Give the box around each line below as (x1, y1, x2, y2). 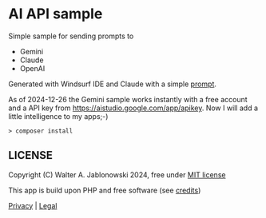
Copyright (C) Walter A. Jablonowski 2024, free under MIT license (8, 169, 226, 180)
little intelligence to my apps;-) (8, 111, 109, 121)
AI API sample (8, 5, 103, 23)
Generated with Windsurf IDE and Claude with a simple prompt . (8, 79, 217, 89)
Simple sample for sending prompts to (8, 31, 134, 41)
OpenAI (19, 63, 46, 73)
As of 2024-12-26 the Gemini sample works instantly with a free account (8, 94, 248, 104)
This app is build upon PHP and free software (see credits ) (8, 185, 201, 195)
